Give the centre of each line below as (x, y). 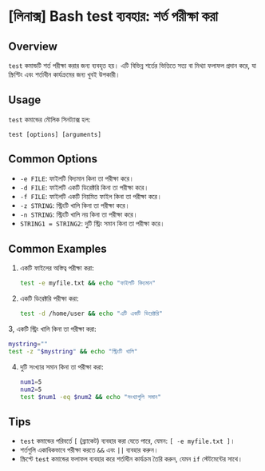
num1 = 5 (31, 382)
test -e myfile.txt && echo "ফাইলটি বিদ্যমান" (87, 283)
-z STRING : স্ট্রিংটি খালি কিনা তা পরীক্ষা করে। (75, 205)
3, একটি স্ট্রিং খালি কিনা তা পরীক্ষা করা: (53, 329)
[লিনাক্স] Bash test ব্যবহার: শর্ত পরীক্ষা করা (113, 16)
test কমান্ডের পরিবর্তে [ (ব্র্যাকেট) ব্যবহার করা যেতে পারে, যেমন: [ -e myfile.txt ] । (127, 441)
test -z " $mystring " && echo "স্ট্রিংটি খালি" (73, 352)
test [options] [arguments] (55, 134)
